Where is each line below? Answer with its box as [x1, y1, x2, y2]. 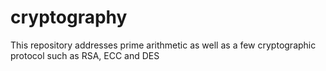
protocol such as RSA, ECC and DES [10, 49, 160, 61]
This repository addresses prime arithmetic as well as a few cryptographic [10, 39, 317, 51]
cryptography [10, 6, 128, 29]
